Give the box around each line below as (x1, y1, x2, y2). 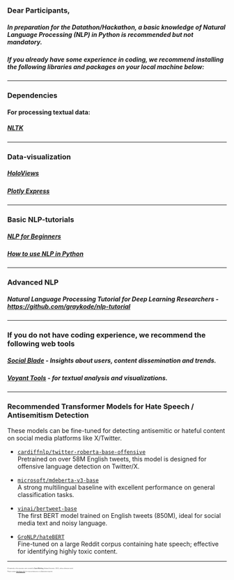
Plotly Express (7, 187, 50, 195)
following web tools (7, 339, 75, 349)
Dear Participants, (7, 6, 70, 15)
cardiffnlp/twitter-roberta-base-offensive (17, 448, 146, 455)
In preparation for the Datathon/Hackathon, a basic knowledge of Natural (7, 23, 226, 31)
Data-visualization (7, 152, 71, 162)
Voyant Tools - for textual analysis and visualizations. (7, 374, 169, 382)
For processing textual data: (7, 107, 91, 116)
